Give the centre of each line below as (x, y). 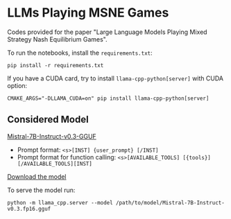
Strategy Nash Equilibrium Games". (57, 39)
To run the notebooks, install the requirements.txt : (80, 53)
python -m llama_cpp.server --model (60, 202)
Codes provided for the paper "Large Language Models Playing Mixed (107, 32)
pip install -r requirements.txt (55, 65)
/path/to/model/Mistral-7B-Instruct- (170, 202)
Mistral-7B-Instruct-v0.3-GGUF (52, 136)
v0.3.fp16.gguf (29, 209)
